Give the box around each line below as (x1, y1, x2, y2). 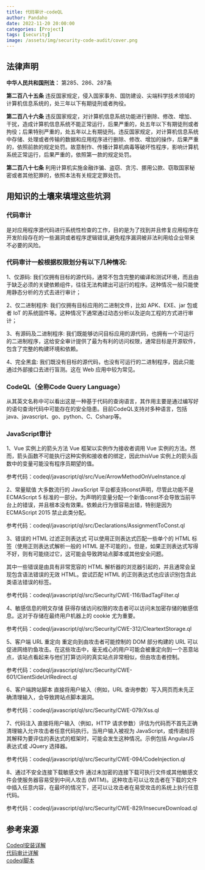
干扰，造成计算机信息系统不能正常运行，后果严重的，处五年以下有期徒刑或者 (6, 120, 199, 127)
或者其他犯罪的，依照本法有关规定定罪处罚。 (11, 171, 124, 179)
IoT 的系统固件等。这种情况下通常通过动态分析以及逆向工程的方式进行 (13, 309, 188, 316)
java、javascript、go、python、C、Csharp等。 (6, 413, 125, 420)
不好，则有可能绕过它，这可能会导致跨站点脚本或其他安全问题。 (6, 550, 167, 557)
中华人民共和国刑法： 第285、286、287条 (6, 79, 112, 86)
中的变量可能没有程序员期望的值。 (11, 460, 98, 467)
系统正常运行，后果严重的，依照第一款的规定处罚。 (6, 151, 135, 158)
